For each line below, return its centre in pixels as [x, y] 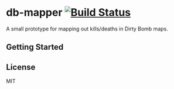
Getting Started [35, 47]
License [21, 67]
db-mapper [34, 13]
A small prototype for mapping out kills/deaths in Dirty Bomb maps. [87, 29]
